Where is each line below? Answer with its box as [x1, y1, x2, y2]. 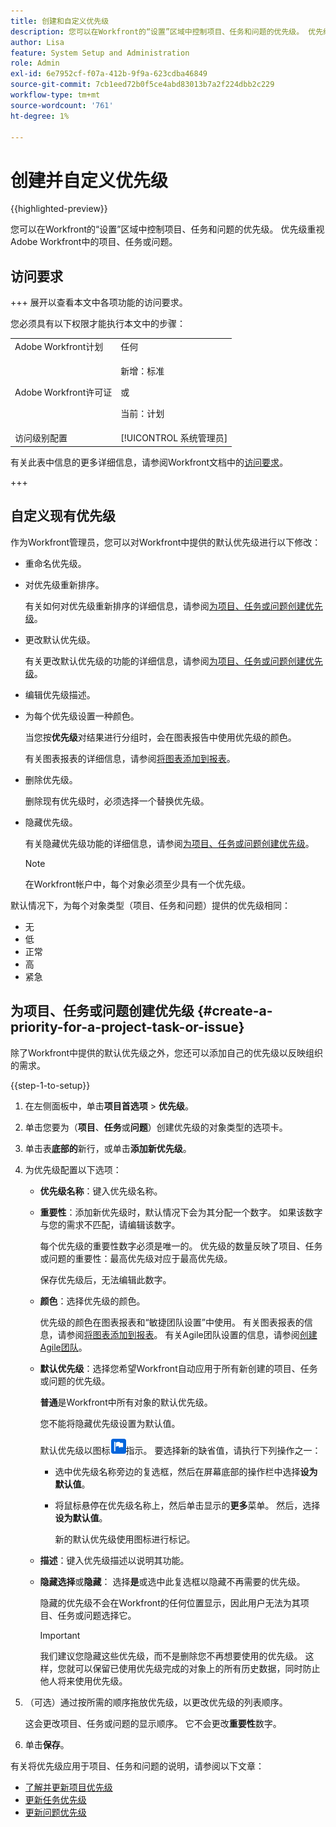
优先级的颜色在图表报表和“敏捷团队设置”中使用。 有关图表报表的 [39, 1316, 305, 1328]
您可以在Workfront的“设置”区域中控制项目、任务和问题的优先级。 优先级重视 [10, 223, 325, 235]
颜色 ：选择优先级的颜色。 [39, 1295, 146, 1307]
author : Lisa [10, 37, 65, 47]
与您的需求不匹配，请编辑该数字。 [39, 1218, 181, 1230]
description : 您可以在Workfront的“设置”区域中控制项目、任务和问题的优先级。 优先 [10, 26, 324, 37]
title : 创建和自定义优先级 [10, 16, 110, 26]
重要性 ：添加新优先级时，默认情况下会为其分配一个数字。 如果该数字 [39, 1206, 323, 1218]
